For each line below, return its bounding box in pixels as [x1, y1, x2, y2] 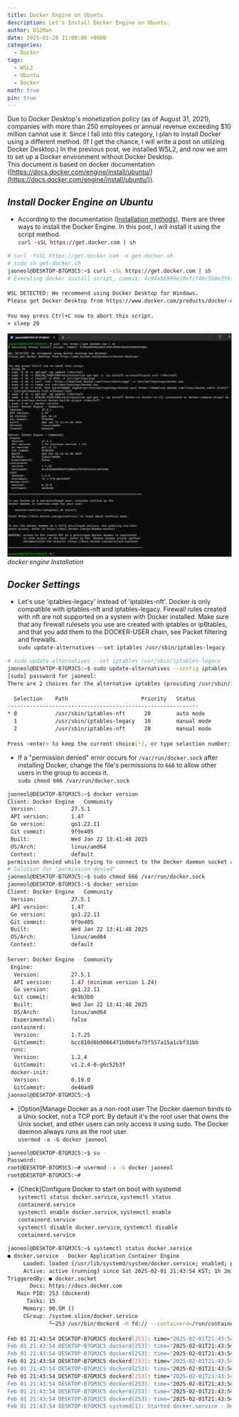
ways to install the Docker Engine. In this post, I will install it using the [17, 222, 221, 231]
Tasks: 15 [26, 1298, 55, 1305]
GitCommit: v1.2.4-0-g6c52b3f [14, 1061, 126, 1069]
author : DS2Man [7, 26, 53, 34]
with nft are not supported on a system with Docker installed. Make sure [17, 613, 229, 621]
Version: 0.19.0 [14, 1076, 91, 1083]
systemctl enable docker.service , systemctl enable [17, 1207, 172, 1216]
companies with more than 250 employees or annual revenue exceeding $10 [7, 122, 231, 131]
